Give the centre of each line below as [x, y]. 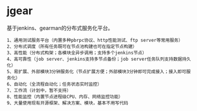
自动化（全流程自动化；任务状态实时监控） [58, 84]
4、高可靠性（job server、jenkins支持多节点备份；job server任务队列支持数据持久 [99, 59]
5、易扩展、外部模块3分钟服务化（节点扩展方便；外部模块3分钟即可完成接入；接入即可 [97, 71]
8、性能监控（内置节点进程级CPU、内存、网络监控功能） [65, 97]
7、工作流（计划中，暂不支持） [39, 90]
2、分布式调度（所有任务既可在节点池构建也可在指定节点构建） [72, 46]
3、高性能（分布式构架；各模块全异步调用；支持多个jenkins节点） [77, 53]
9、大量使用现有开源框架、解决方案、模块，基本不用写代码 [68, 103]
